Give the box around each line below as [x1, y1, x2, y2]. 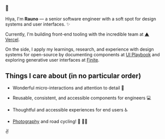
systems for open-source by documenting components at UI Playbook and [5, 52, 160, 58]
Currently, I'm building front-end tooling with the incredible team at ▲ [5, 31, 149, 37]
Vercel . [5, 37, 20, 43]
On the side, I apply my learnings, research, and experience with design [5, 46, 154, 52]
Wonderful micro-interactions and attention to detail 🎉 [12, 85, 124, 91]
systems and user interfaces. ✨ [5, 21, 70, 27]
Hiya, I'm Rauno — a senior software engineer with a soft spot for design [5, 16, 156, 22]
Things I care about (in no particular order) [5, 71, 141, 80]
